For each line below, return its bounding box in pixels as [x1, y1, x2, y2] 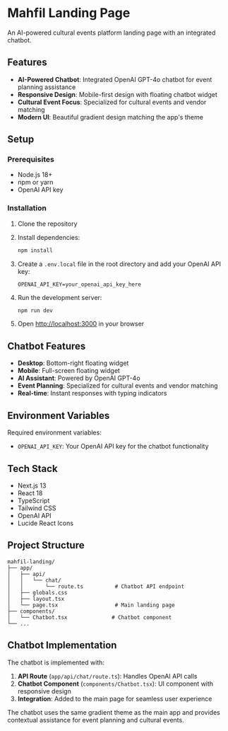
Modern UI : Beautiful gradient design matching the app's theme [17, 113, 203, 121]
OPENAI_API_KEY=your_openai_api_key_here [17, 281, 141, 288]
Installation [7, 203, 47, 213]
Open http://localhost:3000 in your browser [17, 320, 145, 328]
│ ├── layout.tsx [7, 595, 65, 602]
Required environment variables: [7, 428, 102, 437]
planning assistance [17, 83, 76, 91]
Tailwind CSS [17, 504, 56, 512]
